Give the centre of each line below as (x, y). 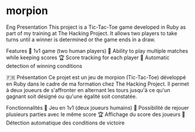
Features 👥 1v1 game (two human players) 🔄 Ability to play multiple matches (97, 50)
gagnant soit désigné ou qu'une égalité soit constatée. (72, 96)
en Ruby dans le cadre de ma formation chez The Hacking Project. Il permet (97, 84)
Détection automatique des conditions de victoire (65, 123)
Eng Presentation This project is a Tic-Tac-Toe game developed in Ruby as (96, 27)
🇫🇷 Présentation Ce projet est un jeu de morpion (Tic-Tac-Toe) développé (96, 77)
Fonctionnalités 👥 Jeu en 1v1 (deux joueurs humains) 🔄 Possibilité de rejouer (97, 107)
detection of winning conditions (44, 66)
